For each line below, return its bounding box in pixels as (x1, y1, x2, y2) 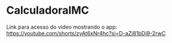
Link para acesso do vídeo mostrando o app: (6, 23, 118, 30)
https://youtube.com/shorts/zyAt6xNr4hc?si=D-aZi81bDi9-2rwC (6, 29, 166, 36)
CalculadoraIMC (6, 4, 89, 17)
